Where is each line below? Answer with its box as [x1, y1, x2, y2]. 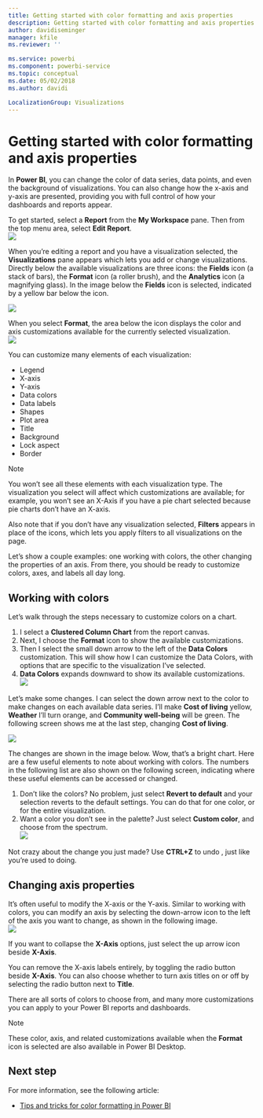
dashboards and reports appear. [8, 200, 112, 209]
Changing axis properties [8, 878, 135, 891]
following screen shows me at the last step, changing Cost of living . [8, 719, 228, 729]
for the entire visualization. [19, 806, 106, 815]
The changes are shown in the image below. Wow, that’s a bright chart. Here [8, 749, 255, 758]
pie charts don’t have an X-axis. [8, 504, 111, 514]
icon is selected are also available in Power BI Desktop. [8, 1042, 186, 1051]
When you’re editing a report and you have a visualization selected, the [8, 247, 238, 256]
